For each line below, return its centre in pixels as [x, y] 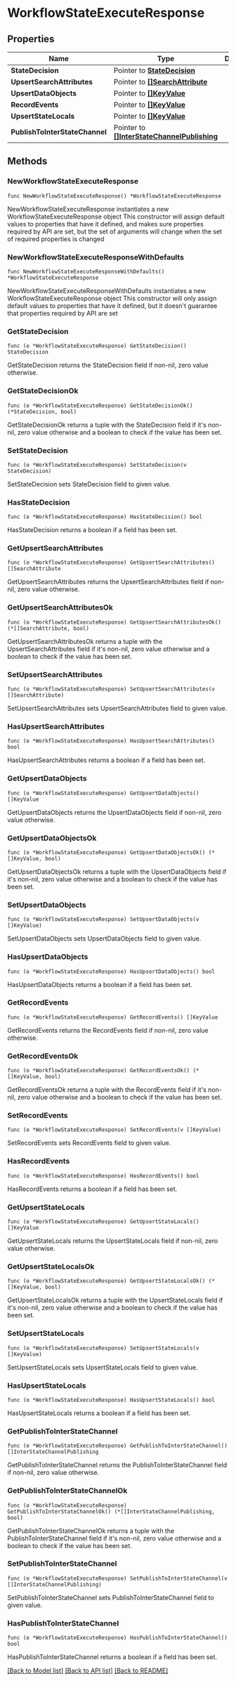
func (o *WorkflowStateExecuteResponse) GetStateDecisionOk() [100, 406]
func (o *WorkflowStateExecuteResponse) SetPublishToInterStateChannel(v [118, 1578]
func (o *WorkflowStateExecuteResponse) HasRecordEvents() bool [103, 1176]
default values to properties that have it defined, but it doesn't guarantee [112, 305]
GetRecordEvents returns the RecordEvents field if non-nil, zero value [108, 1030]
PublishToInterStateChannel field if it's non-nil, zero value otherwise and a [114, 1538]
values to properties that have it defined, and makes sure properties [105, 224]
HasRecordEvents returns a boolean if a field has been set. [92, 1189]
